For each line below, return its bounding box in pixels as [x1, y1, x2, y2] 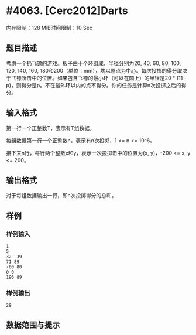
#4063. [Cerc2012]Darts [6, 4, 128, 18]
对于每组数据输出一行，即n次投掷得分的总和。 [6, 192, 117, 199]
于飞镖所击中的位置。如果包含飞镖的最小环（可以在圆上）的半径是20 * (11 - [6, 74, 187, 81]
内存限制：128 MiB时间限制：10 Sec [6, 24, 92, 31]
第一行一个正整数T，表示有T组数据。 [6, 124, 95, 131]
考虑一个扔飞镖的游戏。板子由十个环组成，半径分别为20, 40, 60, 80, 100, [6, 60, 181, 67]
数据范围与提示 [6, 320, 60, 330]
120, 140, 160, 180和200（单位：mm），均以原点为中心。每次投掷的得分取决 [6, 67, 188, 74]
